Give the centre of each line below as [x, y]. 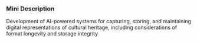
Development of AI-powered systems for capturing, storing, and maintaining [99, 21]
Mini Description [30, 9]
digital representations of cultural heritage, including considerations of [92, 27]
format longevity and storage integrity [52, 34]
